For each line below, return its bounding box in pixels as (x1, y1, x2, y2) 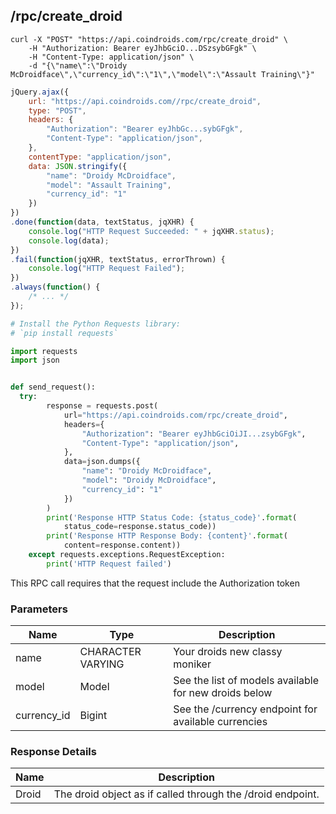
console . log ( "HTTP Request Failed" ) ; (28, 264, 186, 274)
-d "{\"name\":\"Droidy (28, 60, 128, 71)
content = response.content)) (63, 540, 182, 551)
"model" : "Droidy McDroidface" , (81, 475, 217, 486)
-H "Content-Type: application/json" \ (28, 52, 195, 62)
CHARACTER (79, 645, 142, 659)
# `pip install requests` (10, 328, 118, 338)
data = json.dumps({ (63, 457, 141, 467)
